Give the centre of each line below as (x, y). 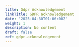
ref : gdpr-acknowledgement (33, 37)
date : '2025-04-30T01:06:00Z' (37, 19)
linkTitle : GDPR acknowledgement (40, 14)
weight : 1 (15, 23)
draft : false (19, 32)
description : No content (31, 28)
